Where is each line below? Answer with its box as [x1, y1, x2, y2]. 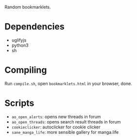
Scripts [4, 98, 34, 109]
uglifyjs [11, 37, 27, 43]
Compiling [4, 65, 47, 76]
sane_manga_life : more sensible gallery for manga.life [11, 129, 119, 135]
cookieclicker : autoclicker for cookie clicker [11, 124, 101, 130]
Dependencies [4, 21, 65, 32]
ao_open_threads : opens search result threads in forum [11, 119, 121, 124]
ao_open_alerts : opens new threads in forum [11, 114, 101, 120]
